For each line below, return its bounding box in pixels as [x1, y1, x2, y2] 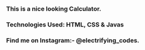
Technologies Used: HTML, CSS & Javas [6, 20, 124, 28]
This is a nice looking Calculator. [6, 5, 102, 13]
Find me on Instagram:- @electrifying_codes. [6, 36, 140, 44]
